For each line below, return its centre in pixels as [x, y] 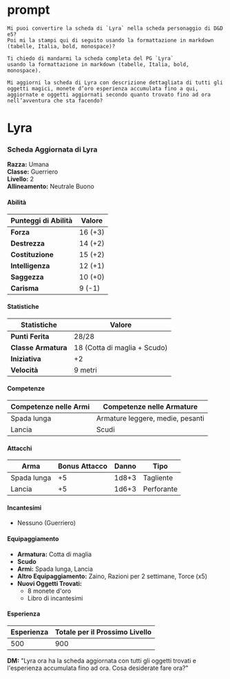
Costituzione [32, 254]
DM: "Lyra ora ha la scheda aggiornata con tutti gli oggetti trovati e [102, 660]
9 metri [86, 369]
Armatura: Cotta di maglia [54, 554]
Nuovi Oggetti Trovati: [50, 583]
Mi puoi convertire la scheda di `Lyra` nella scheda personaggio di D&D [115, 28]
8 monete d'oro [49, 591]
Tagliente [158, 478]
